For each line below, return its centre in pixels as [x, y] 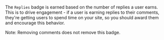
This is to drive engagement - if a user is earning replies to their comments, [82, 12]
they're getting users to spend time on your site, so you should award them [82, 18]
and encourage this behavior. [35, 23]
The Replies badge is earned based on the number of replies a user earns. [82, 7]
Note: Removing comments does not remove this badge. [63, 32]
